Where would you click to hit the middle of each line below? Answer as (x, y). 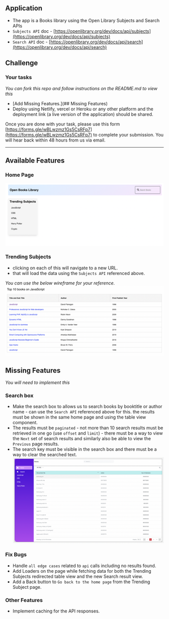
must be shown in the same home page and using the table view (79, 417)
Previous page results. (36, 444)
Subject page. (27, 587)
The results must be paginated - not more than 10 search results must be (88, 428)
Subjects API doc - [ (34, 31)
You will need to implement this (37, 383)
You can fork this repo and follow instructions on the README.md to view (81, 88)
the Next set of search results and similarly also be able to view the (81, 439)
